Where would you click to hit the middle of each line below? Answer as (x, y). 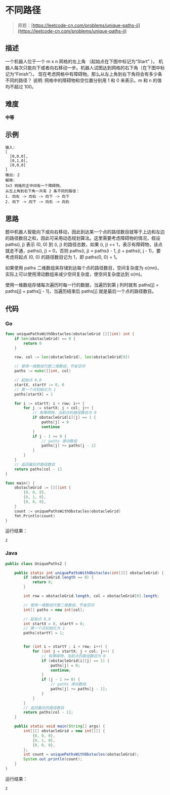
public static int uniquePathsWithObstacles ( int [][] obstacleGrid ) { (89, 573)
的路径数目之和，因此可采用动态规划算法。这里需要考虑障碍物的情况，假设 (83, 238)
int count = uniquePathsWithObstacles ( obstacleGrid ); (81, 755)
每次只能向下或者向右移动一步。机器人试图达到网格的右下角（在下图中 (87, 68)
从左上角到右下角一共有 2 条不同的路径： (42, 191)
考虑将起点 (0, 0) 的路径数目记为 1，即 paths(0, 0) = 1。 (63, 257)
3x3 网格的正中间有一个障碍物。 (34, 186)
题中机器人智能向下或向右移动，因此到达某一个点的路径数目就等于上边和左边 (85, 232)
